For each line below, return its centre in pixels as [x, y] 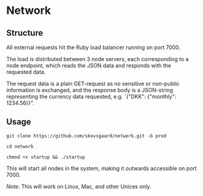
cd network [20, 146]
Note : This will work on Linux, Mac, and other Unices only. [79, 186]
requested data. [26, 72]
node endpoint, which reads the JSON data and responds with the [89, 65]
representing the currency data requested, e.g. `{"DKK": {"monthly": [92, 96]
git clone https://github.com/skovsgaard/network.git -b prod [86, 136]
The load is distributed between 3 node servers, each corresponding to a [98, 59]
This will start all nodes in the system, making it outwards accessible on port [101, 168]
